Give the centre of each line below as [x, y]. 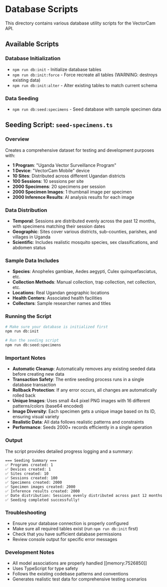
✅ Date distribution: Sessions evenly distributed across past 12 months [84, 495]
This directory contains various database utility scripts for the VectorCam [81, 23]
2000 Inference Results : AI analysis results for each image [73, 197]
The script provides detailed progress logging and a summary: [69, 451]
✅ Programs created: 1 [29, 465]
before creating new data [38, 374]
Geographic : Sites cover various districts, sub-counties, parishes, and [84, 231]
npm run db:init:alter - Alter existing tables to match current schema [85, 85]
